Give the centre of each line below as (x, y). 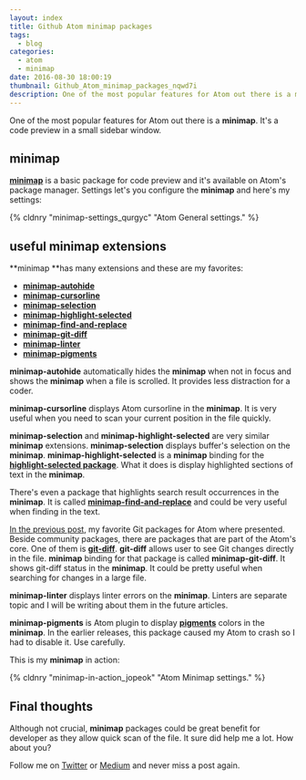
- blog (30, 43)
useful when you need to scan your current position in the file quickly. (140, 418)
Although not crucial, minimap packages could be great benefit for (135, 728)
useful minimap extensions (88, 246)
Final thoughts (51, 707)
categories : (32, 52)
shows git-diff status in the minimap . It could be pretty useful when (136, 568)
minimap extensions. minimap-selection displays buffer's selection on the (150, 446)
